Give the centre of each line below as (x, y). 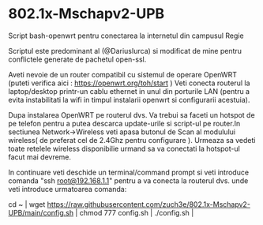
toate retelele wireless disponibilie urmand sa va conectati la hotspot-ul (124, 148)
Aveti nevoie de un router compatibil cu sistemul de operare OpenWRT (122, 74)
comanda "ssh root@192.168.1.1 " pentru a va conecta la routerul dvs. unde (128, 180)
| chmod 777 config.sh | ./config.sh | (134, 212)
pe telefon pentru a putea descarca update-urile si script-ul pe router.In (124, 123)
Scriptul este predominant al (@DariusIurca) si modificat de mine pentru (125, 51)
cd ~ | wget (27, 204)
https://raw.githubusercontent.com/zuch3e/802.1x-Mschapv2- (149, 204)
